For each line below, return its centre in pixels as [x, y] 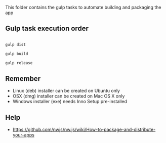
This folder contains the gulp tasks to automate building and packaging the [83, 7]
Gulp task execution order [47, 29]
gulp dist [16, 44]
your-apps [23, 135]
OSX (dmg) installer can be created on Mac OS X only [69, 96]
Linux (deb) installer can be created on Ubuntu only [66, 91]
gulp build [17, 54]
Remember [23, 79]
